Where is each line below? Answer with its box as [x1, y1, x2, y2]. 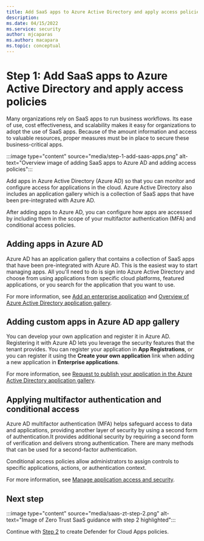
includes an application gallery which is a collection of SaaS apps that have [6, 190, 194, 198]
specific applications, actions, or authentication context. [6, 464, 147, 472]
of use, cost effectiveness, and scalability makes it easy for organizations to [6, 121, 196, 128]
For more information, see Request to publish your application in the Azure [6, 370, 192, 377]
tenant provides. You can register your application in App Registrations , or [6, 346, 193, 353]
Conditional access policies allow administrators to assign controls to [6, 458, 179, 465]
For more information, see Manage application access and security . [6, 476, 175, 483]
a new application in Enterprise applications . [6, 359, 120, 366]
